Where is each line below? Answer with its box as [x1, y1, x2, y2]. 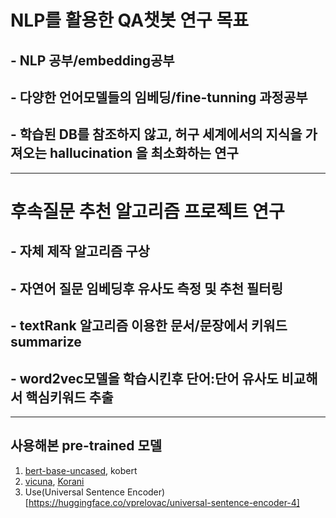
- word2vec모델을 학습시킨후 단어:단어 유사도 [10, 370, 279, 387]
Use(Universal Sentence [24, 486, 126, 498]
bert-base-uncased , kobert [24, 464, 138, 476]
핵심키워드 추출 [25, 389, 114, 406]
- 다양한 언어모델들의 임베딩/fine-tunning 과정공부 [10, 89, 308, 106]
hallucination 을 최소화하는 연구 [49, 145, 239, 162]
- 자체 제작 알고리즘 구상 [10, 243, 150, 260]
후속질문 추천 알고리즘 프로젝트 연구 [10, 200, 285, 223]
